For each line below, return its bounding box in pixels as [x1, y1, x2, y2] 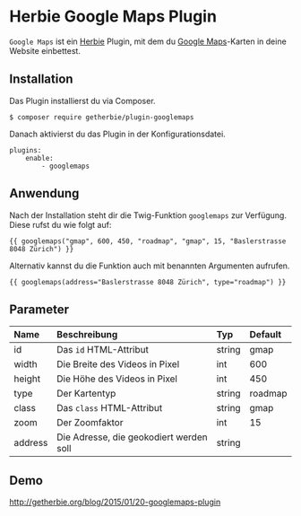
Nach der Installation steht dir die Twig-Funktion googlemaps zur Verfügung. [9, 209, 287, 221]
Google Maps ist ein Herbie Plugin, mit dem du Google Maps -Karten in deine [9, 36, 287, 47]
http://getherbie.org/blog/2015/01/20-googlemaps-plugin [9, 496, 221, 508]
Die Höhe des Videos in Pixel [56, 372, 177, 385]
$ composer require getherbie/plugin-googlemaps [9, 112, 194, 122]
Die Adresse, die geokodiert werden [56, 431, 208, 443]
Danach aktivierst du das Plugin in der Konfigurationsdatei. [9, 128, 226, 139]
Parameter [9, 302, 70, 317]
